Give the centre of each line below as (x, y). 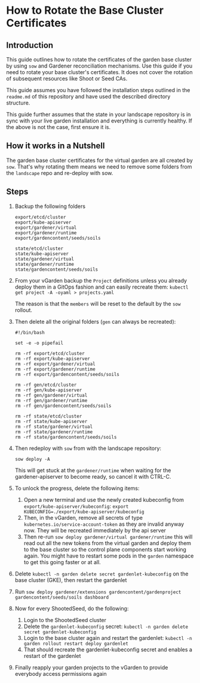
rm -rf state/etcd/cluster (48, 416)
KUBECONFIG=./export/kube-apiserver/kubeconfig (84, 512)
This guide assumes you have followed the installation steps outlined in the (98, 90)
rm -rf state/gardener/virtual (54, 427)
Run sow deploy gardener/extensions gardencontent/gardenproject (98, 592)
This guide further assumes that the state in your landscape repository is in (99, 114)
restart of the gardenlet (52, 656)
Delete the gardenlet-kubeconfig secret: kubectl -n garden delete (106, 626)
